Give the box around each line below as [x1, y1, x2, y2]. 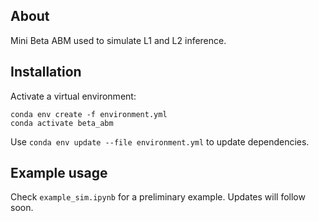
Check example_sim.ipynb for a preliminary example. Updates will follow [10, 191, 306, 203]
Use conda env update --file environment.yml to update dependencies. [10, 135, 310, 148]
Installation [10, 64, 82, 81]
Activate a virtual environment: [10, 90, 137, 102]
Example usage [10, 165, 108, 182]
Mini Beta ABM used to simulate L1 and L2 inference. [10, 34, 227, 46]
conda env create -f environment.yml [10, 109, 168, 119]
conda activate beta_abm [10, 118, 114, 128]
